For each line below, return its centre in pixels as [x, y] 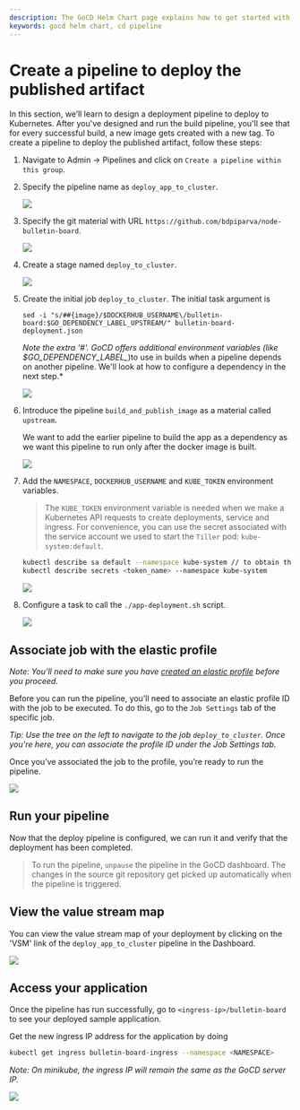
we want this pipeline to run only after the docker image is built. [139, 447]
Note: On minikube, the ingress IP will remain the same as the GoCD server [148, 1070]
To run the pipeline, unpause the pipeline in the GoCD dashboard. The [159, 864]
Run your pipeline [60, 816]
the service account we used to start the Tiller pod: [142, 537]
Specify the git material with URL [83, 221]
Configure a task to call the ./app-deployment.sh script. [124, 605]
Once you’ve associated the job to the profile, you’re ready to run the [137, 762]
